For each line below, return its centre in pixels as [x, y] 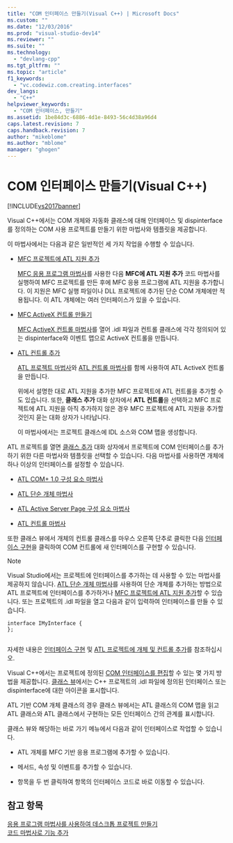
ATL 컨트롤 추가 [39, 353]
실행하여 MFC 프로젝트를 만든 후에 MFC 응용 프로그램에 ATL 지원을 [109, 282]
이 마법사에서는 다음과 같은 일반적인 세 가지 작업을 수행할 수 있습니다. [101, 244]
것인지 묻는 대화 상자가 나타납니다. [64, 417]
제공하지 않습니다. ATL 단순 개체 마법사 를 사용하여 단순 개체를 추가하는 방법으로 [115, 584]
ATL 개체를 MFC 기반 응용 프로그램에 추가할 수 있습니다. [94, 752]
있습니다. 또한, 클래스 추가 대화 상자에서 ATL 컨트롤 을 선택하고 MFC [116, 400]
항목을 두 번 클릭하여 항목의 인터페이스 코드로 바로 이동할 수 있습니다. [111, 782]
